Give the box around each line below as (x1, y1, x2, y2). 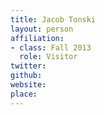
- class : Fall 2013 (10, 42, 92, 53)
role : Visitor (19, 52, 78, 62)
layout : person (10, 24, 74, 34)
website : (10, 80, 47, 90)
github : (10, 71, 43, 81)
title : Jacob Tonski (10, 14, 97, 25)
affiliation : (10, 33, 65, 43)
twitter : (10, 61, 47, 71)
